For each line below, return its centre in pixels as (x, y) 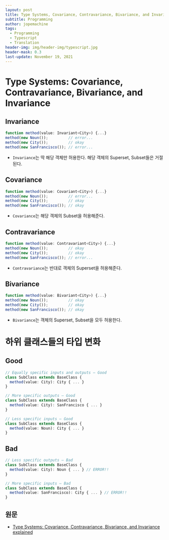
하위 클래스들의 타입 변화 (53, 342)
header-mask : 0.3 (23, 52)
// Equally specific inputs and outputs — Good (56, 373)
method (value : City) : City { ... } (47, 382)
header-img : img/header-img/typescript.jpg (52, 47)
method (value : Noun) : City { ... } (47, 428)
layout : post (19, 10)
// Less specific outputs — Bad (39, 460)
